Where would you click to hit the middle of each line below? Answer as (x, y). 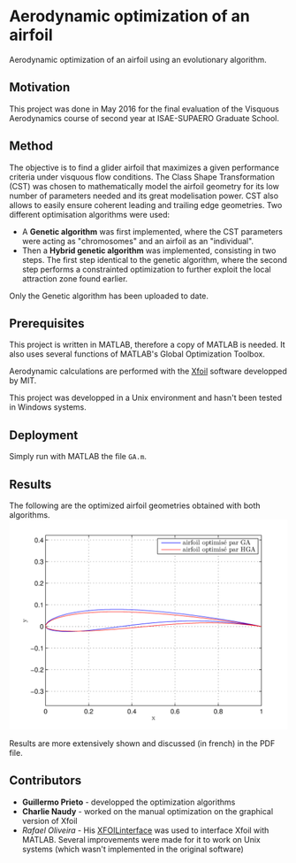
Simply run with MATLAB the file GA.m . (78, 457)
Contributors (46, 781)
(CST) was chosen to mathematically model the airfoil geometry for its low (144, 186)
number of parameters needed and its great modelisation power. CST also (144, 196)
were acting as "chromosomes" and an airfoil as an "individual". (138, 241)
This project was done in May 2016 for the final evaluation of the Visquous (144, 109)
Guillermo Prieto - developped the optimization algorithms (129, 802)
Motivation (40, 87)
